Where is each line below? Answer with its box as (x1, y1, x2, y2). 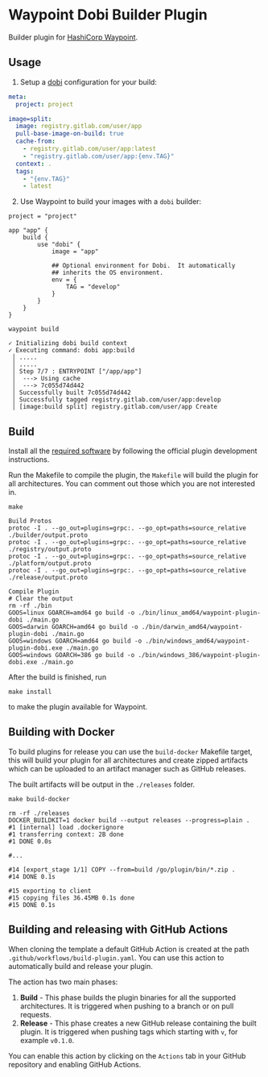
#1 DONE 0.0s (8, 837, 52, 846)
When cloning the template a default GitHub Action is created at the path (8, 944, 249, 954)
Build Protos (8, 518, 52, 526)
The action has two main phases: (8, 977, 118, 987)
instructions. (8, 455, 50, 464)
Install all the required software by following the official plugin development (8, 446, 258, 456)
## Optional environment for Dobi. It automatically (51, 262, 236, 270)
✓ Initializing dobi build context (8, 339, 128, 347)
